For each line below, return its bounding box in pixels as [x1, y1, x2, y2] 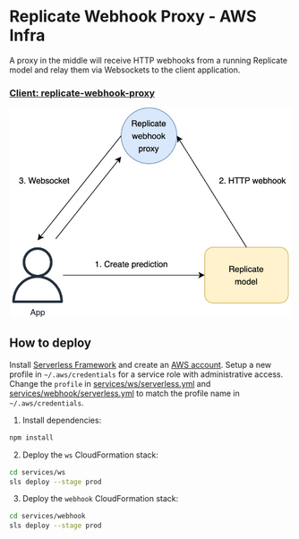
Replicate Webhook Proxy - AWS [9, 6, 257, 27]
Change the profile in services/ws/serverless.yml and [9, 378, 211, 389]
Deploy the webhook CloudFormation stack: [21, 493, 179, 504]
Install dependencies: [21, 415, 102, 425]
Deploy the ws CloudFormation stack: [21, 449, 158, 460]
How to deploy [9, 336, 92, 351]
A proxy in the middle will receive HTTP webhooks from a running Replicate [9, 55, 288, 65]
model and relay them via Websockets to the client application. [9, 64, 241, 75]
